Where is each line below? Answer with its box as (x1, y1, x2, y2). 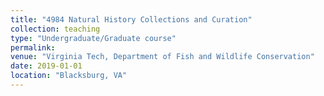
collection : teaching (10, 24, 101, 34)
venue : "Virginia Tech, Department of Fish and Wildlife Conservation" (10, 52, 315, 62)
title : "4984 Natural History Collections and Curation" (10, 14, 253, 25)
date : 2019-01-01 (10, 61, 83, 71)
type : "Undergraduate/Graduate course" (10, 33, 177, 43)
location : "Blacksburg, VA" (10, 71, 128, 81)
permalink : (10, 42, 56, 53)
